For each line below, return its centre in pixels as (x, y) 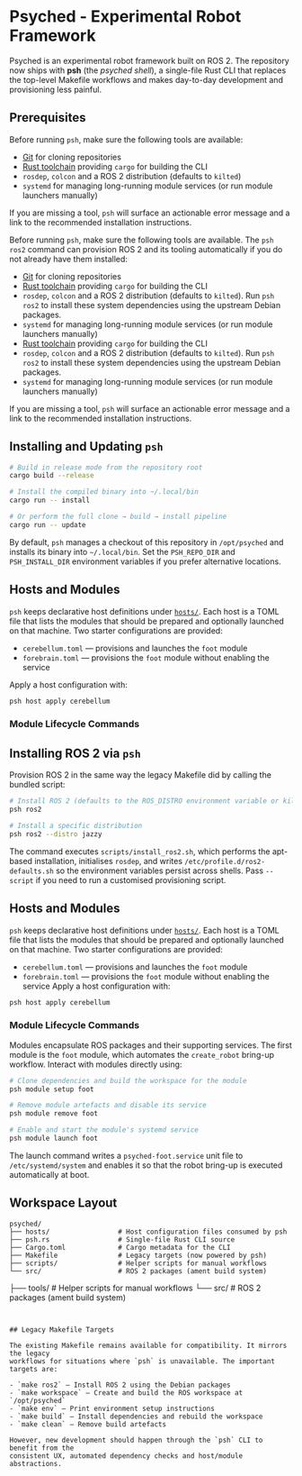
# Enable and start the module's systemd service (104, 1130)
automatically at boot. (49, 1174)
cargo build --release (52, 476)
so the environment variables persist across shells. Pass (159, 870)
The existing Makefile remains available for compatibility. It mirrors (148, 1345)
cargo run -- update (48, 524)
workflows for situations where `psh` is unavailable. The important (142, 1361)
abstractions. (36, 1463)
